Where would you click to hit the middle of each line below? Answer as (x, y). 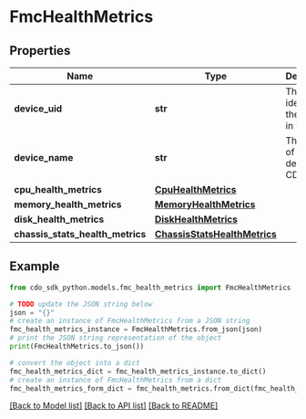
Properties (40, 51)
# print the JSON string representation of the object (116, 338)
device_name (44, 157)
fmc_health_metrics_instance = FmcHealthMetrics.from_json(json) (136, 330)
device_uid (38, 109)
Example (35, 267)
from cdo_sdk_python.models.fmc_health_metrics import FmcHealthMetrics (150, 288)
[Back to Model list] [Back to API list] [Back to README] (114, 406)
